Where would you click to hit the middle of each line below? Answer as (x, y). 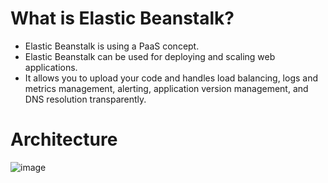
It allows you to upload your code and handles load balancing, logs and (171, 78)
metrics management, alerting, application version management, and (166, 88)
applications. (51, 67)
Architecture (64, 139)
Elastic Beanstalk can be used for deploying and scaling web (150, 56)
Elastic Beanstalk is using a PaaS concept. (112, 46)
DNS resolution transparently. (85, 99)
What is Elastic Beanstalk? (122, 18)
